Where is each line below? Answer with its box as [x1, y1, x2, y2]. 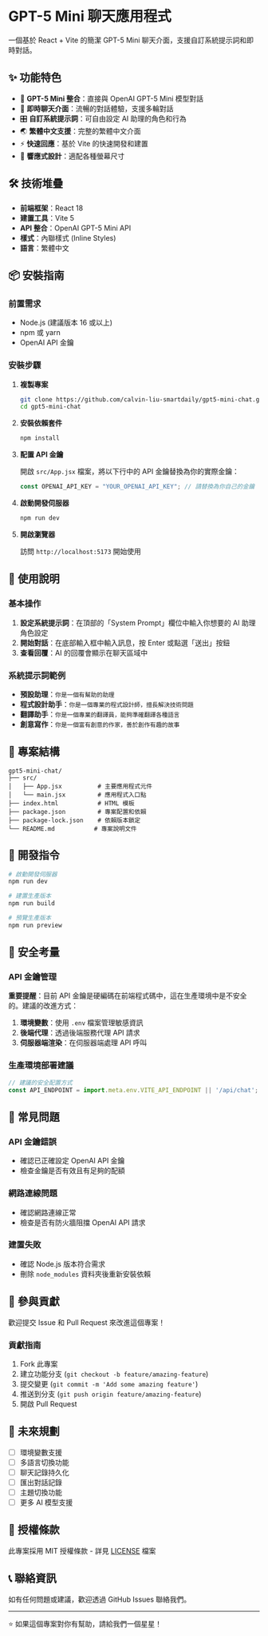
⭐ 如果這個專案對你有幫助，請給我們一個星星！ [8, 1618, 162, 1628]
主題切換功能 [19, 1487, 62, 1497]
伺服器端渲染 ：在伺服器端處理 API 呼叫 [19, 1038, 148, 1047]
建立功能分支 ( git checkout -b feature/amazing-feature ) [19, 1369, 209, 1379]
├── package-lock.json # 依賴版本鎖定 [8, 816, 141, 824]
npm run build [8, 900, 56, 908]
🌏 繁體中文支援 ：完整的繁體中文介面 [19, 126, 141, 136]
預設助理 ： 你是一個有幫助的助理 [19, 689, 115, 699]
